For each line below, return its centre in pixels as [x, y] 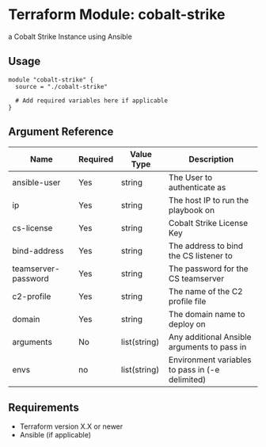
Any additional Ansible [210, 337]
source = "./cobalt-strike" [62, 86]
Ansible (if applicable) [55, 435]
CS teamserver [196, 278]
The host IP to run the [209, 200]
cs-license [32, 227]
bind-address [38, 250]
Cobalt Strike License [209, 223]
